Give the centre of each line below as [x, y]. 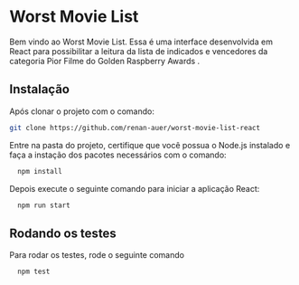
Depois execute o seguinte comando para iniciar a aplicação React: [135, 188]
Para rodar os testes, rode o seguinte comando [97, 255]
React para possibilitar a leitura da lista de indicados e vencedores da [139, 51]
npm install [40, 171]
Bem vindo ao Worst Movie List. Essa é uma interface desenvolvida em [141, 42]
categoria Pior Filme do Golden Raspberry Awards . [105, 61]
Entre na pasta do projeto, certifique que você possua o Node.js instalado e [150, 145]
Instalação [40, 89]
